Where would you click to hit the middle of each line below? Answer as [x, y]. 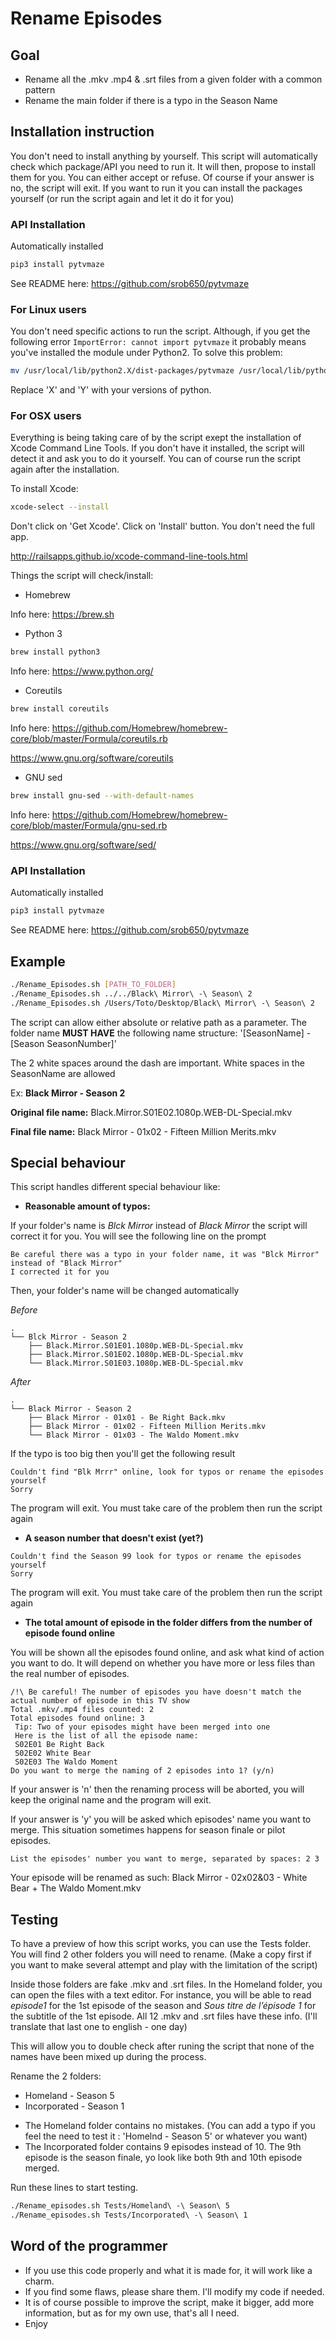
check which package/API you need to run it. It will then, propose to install [163, 166]
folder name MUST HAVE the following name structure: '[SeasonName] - [161, 1033]
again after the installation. [65, 469]
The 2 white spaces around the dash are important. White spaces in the [157, 1063]
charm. [39, 2281]
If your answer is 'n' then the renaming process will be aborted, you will [157, 1789]
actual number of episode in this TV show [100, 1701]
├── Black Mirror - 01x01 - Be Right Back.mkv [127, 1418]
